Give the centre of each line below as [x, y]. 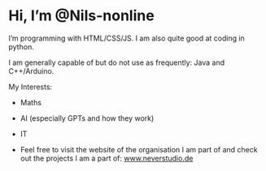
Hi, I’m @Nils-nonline [81, 16]
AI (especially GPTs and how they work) [87, 118]
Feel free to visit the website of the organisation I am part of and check [139, 149]
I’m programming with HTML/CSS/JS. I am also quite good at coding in [127, 38]
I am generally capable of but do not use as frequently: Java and [117, 62]
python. [21, 46]
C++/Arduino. [31, 71]
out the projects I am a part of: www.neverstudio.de [107, 158]
